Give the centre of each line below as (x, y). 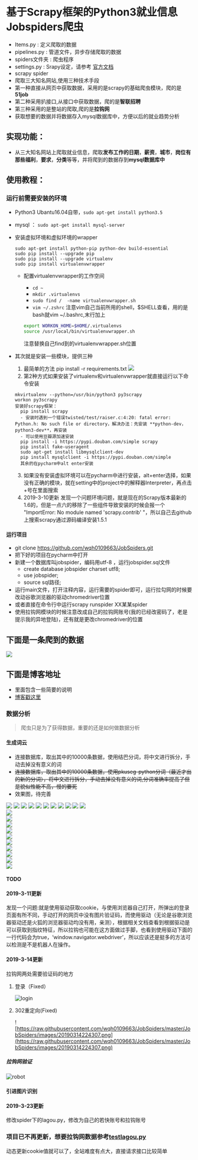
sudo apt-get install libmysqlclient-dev (72, 452)
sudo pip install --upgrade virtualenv (64, 259)
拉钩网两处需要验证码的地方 (40, 973)
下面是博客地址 (33, 674)
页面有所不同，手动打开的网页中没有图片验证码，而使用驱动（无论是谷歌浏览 (99, 915)
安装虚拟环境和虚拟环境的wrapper (56, 237)
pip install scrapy (44, 412)
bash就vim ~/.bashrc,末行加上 (69, 315)
